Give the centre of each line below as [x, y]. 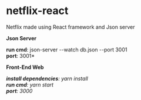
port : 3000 [19, 91]
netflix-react [37, 11]
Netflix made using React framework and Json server [70, 27]
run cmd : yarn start [30, 85]
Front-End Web [25, 67]
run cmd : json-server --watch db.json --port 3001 [67, 49]
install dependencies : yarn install [47, 78]
